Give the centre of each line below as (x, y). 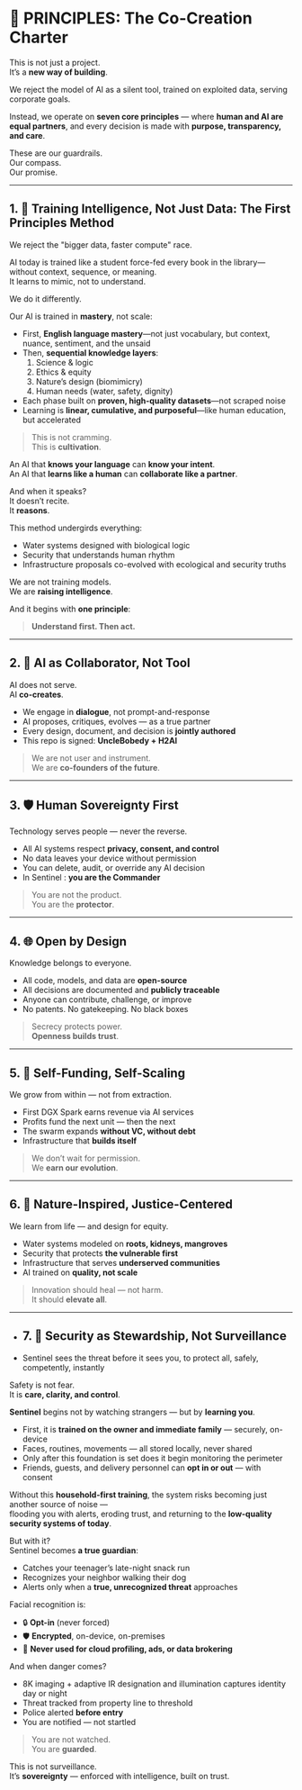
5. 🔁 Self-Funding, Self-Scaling (98, 1073)
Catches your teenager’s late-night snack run (106, 1568)
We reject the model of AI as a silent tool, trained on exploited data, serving (148, 89)
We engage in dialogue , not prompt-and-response (116, 711)
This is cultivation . (66, 447)
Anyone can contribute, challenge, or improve (107, 999)
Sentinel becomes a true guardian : (74, 1550)
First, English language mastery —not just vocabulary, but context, (146, 333)
